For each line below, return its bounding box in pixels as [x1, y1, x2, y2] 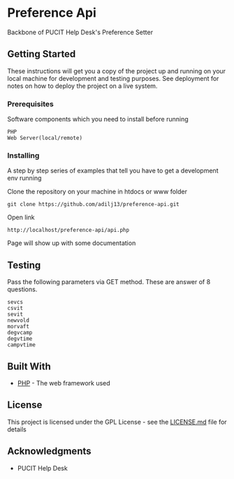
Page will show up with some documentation [7, 239, 136, 247]
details [7, 425, 27, 434]
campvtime [7, 341, 36, 348]
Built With [7, 360, 51, 372]
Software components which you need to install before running [7, 115, 189, 124]
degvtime [7, 335, 33, 343]
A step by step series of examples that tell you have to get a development [7, 166, 219, 175]
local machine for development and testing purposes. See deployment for [7, 74, 219, 82]
